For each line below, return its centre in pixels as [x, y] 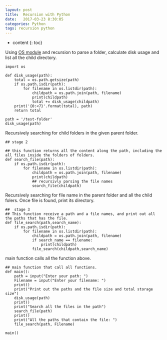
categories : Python [25, 24]
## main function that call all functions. [51, 267]
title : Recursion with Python [38, 14]
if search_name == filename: [62, 240]
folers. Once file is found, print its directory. [50, 200]
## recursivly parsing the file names [72, 181]
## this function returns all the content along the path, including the [84, 151]
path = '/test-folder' [29, 119]
